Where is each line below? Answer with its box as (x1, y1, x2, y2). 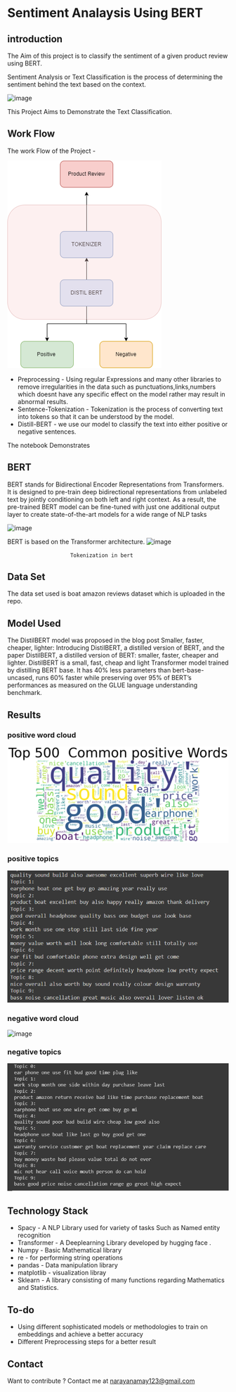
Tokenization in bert (70, 551, 133, 559)
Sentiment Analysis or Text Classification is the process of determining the (7, 73, 223, 81)
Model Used (7, 617, 61, 629)
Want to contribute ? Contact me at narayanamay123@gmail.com (7, 1377, 195, 1385)
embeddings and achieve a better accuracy (17, 1330, 144, 1338)
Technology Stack (7, 1205, 88, 1217)
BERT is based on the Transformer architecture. (7, 537, 145, 546)
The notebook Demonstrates (7, 441, 90, 449)
